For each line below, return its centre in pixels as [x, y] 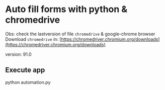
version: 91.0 [18, 54]
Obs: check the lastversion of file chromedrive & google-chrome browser [80, 34]
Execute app [25, 70]
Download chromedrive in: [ [33, 39]
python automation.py [28, 82]
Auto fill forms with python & [66, 9]
